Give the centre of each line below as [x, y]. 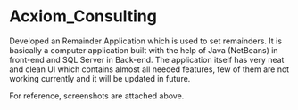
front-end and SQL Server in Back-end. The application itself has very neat [147, 59]
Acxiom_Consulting [83, 16]
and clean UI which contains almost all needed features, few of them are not [149, 69]
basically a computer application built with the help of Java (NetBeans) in [144, 50]
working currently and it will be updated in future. [100, 78]
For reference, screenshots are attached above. [97, 96]
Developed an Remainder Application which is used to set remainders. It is [146, 41]
